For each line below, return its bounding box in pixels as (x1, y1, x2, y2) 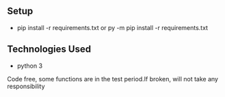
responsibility (7, 82, 46, 90)
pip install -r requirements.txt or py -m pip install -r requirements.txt (16, 23, 209, 31)
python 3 (16, 61, 43, 70)
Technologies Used (7, 44, 91, 55)
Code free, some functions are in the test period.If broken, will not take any (7, 74, 219, 83)
